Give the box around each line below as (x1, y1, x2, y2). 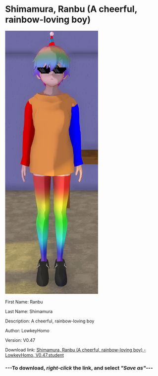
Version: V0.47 (5, 337, 36, 343)
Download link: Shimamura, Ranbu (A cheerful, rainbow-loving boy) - (5, 347, 146, 353)
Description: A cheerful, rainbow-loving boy (5, 318, 95, 324)
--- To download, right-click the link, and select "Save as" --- (5, 364, 154, 371)
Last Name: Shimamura (5, 308, 53, 314)
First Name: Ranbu (5, 299, 43, 305)
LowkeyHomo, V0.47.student (5, 352, 64, 358)
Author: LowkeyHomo (5, 327, 50, 333)
